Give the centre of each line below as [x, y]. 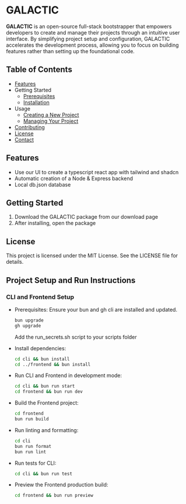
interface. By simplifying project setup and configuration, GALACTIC [88, 39]
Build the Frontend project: [46, 403]
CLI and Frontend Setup [40, 297]
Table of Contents [39, 70]
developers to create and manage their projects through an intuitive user [93, 32]
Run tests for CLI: [35, 463]
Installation [36, 102]
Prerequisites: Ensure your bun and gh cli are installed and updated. [96, 309]
